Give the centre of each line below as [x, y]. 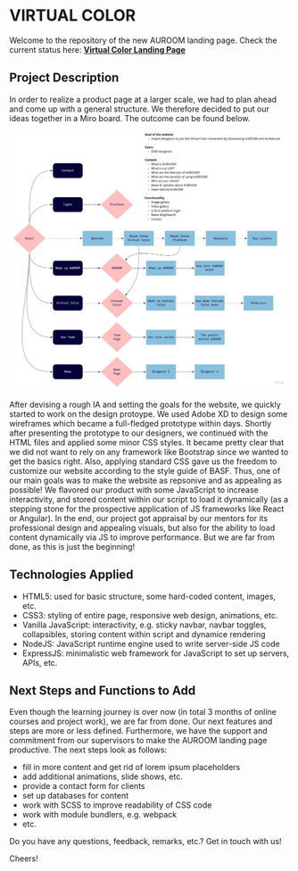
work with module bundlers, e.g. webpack [99, 815]
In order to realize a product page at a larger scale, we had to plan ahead [143, 99]
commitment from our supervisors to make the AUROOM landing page [138, 741]
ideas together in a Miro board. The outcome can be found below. [130, 118]
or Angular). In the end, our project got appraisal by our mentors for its [139, 518]
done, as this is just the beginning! [72, 546]
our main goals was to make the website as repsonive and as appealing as [146, 480]
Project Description [64, 78]
